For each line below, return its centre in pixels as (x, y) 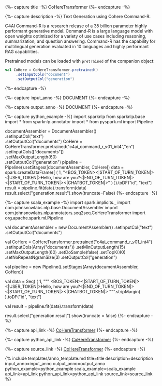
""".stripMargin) (125, 291)
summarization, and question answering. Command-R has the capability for (80, 41)
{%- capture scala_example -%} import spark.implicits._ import (68, 202)
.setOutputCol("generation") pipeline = (44, 162)
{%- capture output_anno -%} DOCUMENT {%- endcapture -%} (69, 107)
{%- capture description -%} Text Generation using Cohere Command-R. (78, 16)
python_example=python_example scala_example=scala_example (71, 369)
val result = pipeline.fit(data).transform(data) (49, 306)
